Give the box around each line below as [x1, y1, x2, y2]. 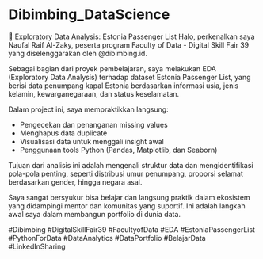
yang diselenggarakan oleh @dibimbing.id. [8, 48, 148, 58]
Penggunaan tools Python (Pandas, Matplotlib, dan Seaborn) [19, 145, 218, 154]
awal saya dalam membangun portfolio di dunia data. [8, 209, 181, 219]
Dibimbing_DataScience [8, 6, 170, 24]
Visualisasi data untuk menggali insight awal [19, 136, 164, 146]
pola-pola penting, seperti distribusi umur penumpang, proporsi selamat [8, 169, 244, 178]
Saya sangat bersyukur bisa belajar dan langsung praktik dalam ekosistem [8, 192, 251, 202]
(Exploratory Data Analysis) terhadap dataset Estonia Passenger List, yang [8, 72, 251, 82]
